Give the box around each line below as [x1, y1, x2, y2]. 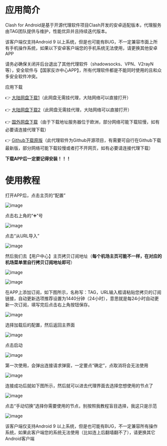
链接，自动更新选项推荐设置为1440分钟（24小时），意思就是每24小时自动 [5, 295, 155, 301]
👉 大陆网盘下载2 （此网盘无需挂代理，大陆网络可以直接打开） [5, 107, 132, 113]
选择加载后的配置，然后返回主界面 [5, 322, 75, 328]
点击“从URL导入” [5, 233, 40, 239]
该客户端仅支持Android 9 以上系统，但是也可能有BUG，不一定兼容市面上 [5, 38, 154, 45]
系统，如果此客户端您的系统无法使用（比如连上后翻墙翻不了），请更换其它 [5, 429, 156, 435]
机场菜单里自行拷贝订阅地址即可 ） [5, 259, 75, 265]
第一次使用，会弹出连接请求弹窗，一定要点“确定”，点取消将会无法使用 [5, 362, 149, 368]
